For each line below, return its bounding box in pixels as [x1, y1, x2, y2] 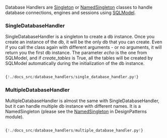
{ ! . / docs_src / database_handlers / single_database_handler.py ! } [5, 75, 139, 80]
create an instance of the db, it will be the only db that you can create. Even [5, 39, 162, 45]
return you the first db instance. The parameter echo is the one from [5, 50, 147, 56]
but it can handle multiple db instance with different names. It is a [5, 103, 141, 109]
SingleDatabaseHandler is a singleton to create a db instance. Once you [5, 34, 155, 40]
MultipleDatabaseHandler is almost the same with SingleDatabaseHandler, [5, 98, 160, 104]
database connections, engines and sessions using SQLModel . [5, 10, 136, 16]
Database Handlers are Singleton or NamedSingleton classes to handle [5, 5, 153, 10]
